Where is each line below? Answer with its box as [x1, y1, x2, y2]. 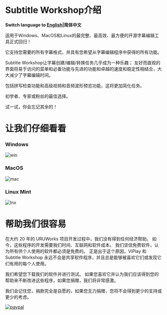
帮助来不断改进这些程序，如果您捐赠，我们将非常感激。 [5, 277, 118, 283]
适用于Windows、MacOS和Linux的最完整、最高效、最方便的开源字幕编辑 [5, 32, 155, 38]
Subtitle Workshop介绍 [5, 4, 102, 16]
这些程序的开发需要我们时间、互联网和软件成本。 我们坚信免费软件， [13, 242, 155, 248]
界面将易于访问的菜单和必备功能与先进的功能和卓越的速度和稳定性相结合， [5, 65, 158, 72]
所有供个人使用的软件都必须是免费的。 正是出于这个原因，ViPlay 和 [9, 248, 147, 254]
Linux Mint [5, 188, 31, 195]
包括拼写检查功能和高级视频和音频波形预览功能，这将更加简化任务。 [5, 82, 145, 88]
